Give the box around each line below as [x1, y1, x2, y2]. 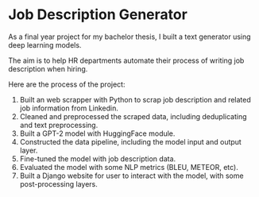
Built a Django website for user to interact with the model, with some [19, 171, 244, 180]
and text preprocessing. [19, 120, 99, 129]
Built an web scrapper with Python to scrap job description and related [19, 95, 252, 104]
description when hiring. [8, 64, 88, 73]
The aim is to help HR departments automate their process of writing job [8, 56, 245, 65]
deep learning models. [8, 40, 82, 49]
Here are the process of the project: [8, 79, 126, 89]
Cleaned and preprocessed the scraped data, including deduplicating [19, 111, 248, 121]
